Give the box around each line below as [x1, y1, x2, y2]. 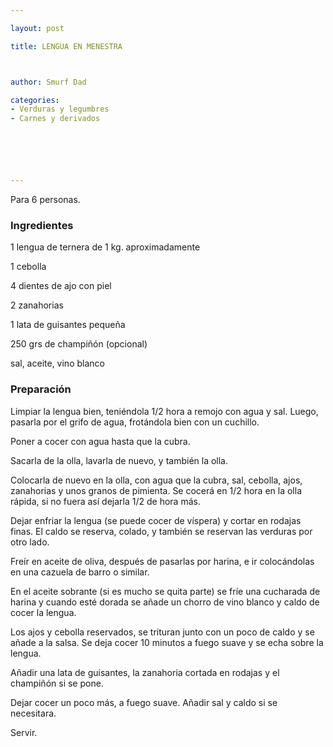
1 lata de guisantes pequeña [10, 319, 126, 331]
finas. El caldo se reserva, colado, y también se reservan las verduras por [10, 525, 313, 537]
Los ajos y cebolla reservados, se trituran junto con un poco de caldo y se [10, 626, 315, 638]
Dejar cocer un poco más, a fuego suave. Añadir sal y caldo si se [10, 696, 278, 708]
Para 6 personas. [10, 194, 81, 205]
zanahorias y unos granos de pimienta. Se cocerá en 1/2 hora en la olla [10, 484, 303, 496]
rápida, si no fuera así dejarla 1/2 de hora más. [10, 495, 201, 507]
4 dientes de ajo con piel [10, 280, 112, 292]
